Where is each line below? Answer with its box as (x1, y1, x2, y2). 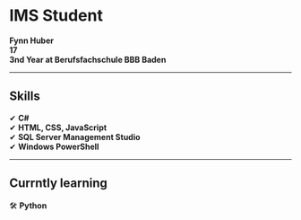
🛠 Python (9, 199, 47, 211)
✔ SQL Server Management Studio (9, 131, 141, 142)
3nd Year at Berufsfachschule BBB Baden (9, 54, 167, 65)
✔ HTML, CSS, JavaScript (9, 122, 107, 133)
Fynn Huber (9, 35, 54, 46)
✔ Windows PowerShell (9, 141, 99, 152)
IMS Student (9, 5, 103, 26)
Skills (9, 89, 40, 104)
